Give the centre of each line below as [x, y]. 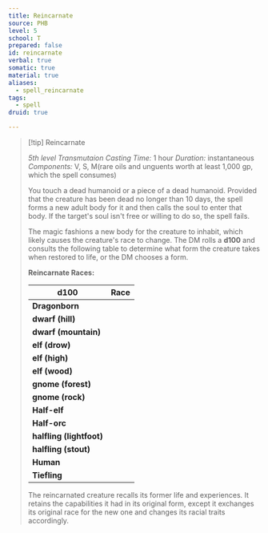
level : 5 [23, 30]
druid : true [28, 113]
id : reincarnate [35, 53]
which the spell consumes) [72, 175]
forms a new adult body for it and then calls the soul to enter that [135, 208]
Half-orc [49, 423]
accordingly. [48, 521]
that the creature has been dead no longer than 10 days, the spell [135, 199]
